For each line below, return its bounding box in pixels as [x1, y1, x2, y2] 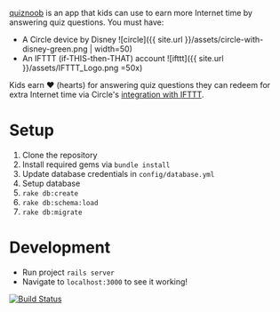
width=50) [94, 44, 133, 54]
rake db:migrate [21, 208, 83, 217]
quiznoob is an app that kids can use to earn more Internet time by [9, 8, 253, 18]
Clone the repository [21, 149, 98, 160]
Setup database [21, 178, 81, 188]
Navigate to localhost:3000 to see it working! [21, 276, 188, 287]
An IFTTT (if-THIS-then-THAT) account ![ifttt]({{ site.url [21, 53, 224, 63]
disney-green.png [21, 44, 88, 54]
